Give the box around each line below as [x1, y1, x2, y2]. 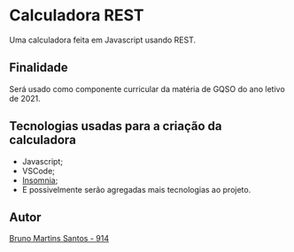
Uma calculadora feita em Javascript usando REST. [9, 34, 197, 45]
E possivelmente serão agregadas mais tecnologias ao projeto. [21, 184, 251, 195]
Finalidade [9, 60, 68, 75]
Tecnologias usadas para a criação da [9, 118, 222, 134]
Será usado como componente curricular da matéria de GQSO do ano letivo [9, 83, 285, 94]
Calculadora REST [9, 5, 144, 26]
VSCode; [21, 165, 56, 176]
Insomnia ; [21, 174, 58, 186]
